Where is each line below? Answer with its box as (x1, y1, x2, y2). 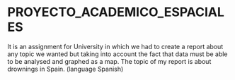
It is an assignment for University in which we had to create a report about (7, 42, 224, 51)
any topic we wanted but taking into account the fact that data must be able (7, 50, 228, 58)
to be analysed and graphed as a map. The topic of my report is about (7, 57, 212, 65)
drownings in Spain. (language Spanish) (7, 65, 124, 73)
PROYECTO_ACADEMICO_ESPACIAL (7, 4, 225, 20)
